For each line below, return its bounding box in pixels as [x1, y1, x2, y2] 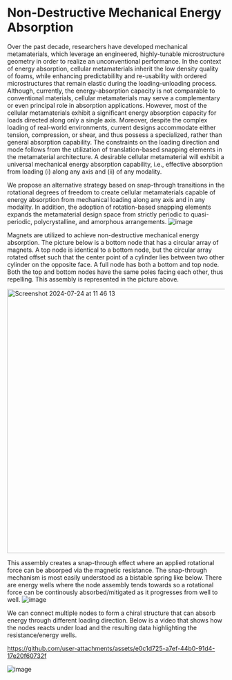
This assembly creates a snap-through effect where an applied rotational [7, 558, 215, 567]
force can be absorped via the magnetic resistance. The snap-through [7, 566, 207, 574]
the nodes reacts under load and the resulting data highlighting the [7, 623, 197, 632]
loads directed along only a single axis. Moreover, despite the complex [7, 116, 208, 124]
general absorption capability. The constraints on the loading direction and [7, 138, 220, 146]
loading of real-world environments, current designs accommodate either [7, 123, 216, 131]
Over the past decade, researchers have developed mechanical [7, 42, 188, 50]
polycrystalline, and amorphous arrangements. [33, 217, 167, 226]
